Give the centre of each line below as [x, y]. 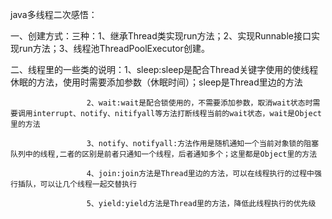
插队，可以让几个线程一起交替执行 [77, 184]
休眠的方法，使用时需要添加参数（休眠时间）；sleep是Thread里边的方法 [156, 82]
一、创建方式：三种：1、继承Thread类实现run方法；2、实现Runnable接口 [161, 36]
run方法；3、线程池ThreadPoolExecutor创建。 [114, 48]
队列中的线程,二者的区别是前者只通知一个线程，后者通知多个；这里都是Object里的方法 [164, 154]
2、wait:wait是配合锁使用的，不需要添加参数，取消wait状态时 [199, 103]
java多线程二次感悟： [54, 14]
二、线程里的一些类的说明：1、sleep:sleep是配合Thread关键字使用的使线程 [164, 69]
